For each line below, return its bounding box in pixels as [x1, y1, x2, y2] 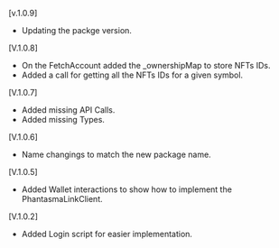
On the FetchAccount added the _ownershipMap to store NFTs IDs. [21, 60, 271, 70]
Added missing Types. [21, 115, 106, 124]
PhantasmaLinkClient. [21, 194, 103, 204]
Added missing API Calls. [21, 105, 116, 115]
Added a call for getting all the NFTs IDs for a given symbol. [21, 69, 244, 80]
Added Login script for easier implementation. [21, 229, 193, 239]
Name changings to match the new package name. [21, 149, 211, 160]
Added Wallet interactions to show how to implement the [21, 184, 232, 195]
